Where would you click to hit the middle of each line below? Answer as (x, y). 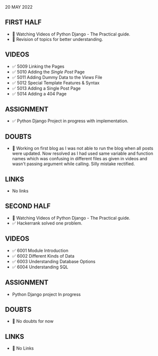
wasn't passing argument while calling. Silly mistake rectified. (73, 164)
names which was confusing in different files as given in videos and (80, 159)
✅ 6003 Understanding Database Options (54, 261)
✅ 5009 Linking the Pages (38, 66)
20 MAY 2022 (19, 7)
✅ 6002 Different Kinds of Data (43, 256)
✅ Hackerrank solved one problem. (47, 223)
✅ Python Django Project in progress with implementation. (70, 121)
